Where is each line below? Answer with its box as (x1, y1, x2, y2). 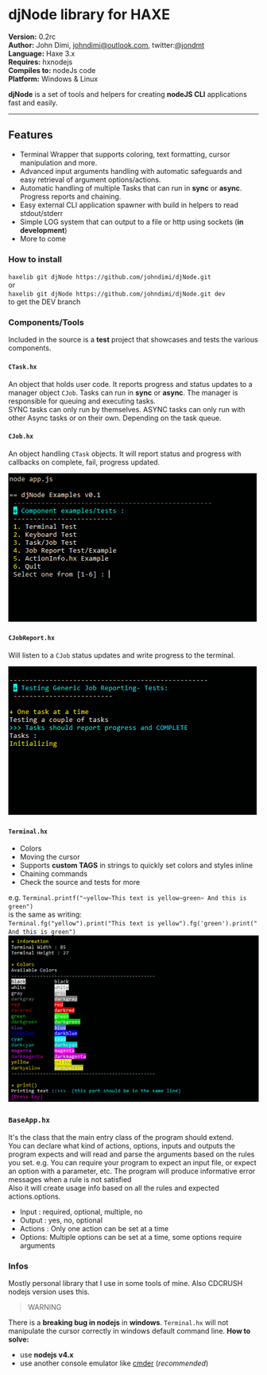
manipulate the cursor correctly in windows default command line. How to (8, 1327, 251, 1336)
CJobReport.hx (8, 634, 56, 643)
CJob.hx (8, 433, 34, 441)
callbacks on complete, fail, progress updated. (8, 457, 161, 466)
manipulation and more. (19, 157, 98, 168)
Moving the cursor (19, 852, 81, 862)
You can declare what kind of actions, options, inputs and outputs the (8, 1141, 236, 1150)
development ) (19, 225, 68, 235)
